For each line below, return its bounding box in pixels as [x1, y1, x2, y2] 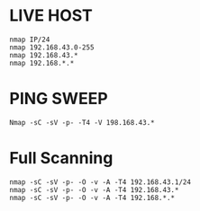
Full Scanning [9, 148, 114, 169]
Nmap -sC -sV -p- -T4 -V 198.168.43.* [9, 118, 155, 127]
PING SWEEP [9, 89, 108, 109]
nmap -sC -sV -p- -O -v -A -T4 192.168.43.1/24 [9, 177, 192, 187]
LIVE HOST [9, 5, 93, 26]
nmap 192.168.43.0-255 [9, 42, 95, 52]
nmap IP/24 [9, 35, 50, 44]
